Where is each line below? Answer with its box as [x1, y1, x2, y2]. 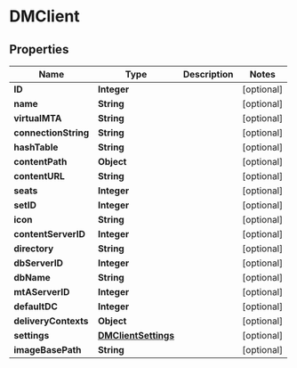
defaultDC [13, 300, 58, 313]
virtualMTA [13, 112, 62, 124]
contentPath [13, 156, 68, 168]
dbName [13, 272, 51, 283]
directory [13, 242, 54, 255]
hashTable [13, 141, 59, 153]
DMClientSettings [97, 330, 175, 341]
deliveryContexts [13, 315, 89, 327]
